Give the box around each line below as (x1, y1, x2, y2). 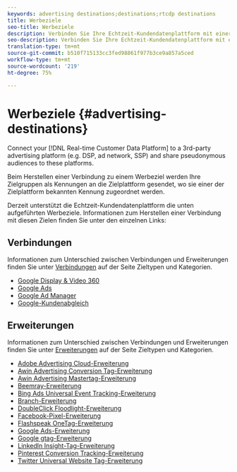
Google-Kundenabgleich (17, 299, 90, 307)
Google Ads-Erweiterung (17, 427, 90, 435)
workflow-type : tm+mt (7, 56, 71, 63)
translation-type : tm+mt (7, 43, 80, 50)
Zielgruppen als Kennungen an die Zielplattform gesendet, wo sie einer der (7, 180, 224, 189)
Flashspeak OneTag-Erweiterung (17, 419, 114, 428)
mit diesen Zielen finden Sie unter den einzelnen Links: (7, 216, 166, 225)
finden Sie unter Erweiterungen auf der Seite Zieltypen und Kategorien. (7, 346, 214, 354)
